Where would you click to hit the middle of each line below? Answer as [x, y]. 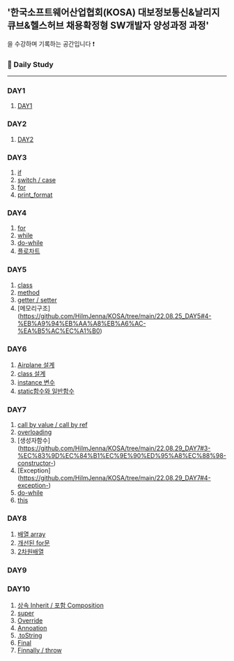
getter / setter [37, 299]
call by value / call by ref [53, 425]
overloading [34, 432]
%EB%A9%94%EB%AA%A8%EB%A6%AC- [81, 323]
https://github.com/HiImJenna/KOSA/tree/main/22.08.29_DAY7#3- [115, 448]
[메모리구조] [34, 308]
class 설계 [31, 373]
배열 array [31, 534]
